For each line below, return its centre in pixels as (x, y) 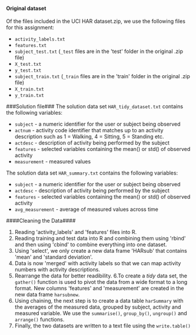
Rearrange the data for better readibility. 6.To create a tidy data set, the (101, 276)
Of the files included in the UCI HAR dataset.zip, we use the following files (96, 21)
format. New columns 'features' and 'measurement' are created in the (99, 289)
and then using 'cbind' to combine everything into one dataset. (91, 244)
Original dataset (26, 8)
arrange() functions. (39, 320)
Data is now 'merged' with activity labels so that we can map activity (98, 263)
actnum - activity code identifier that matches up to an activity (89, 130)
